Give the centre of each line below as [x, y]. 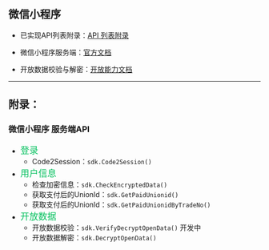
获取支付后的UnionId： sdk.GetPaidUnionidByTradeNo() [121, 204]
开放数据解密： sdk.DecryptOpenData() [94, 237]
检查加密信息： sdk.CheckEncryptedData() [100, 184]
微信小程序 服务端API [49, 129]
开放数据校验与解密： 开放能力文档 [76, 69]
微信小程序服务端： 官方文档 [66, 52]
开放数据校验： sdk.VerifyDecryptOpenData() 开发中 [116, 228]
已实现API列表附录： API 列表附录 [74, 35]
